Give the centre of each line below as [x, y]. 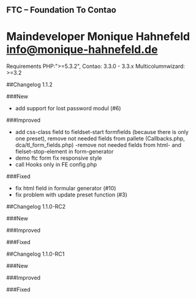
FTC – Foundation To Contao [61, 10]
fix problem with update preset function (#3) [71, 195]
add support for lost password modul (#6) [68, 108]
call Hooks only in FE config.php [56, 165]
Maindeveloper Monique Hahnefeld [98, 36]
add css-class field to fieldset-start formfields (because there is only [102, 132]
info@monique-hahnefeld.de [82, 49]
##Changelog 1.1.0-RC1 [36, 254]
